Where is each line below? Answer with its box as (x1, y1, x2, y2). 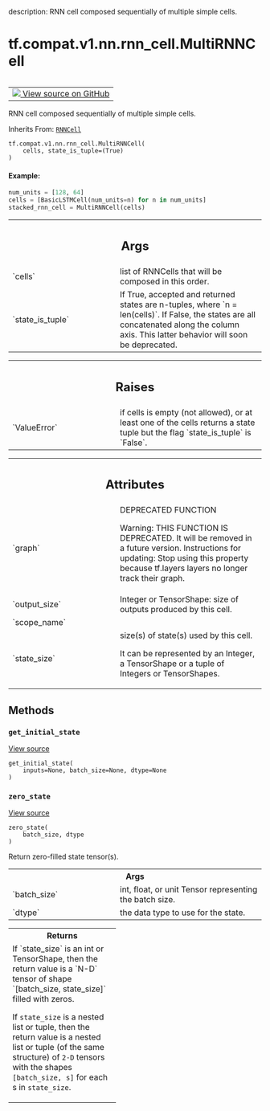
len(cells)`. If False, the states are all (120, 309, 256, 321)
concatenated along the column (120, 319, 239, 330)
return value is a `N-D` (12, 963, 98, 974)
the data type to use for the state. (120, 907, 246, 918)
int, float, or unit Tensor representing (120, 884, 258, 895)
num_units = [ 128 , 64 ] (8, 189, 84, 197)
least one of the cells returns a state (120, 417, 256, 428)
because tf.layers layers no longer (120, 562, 248, 574)
